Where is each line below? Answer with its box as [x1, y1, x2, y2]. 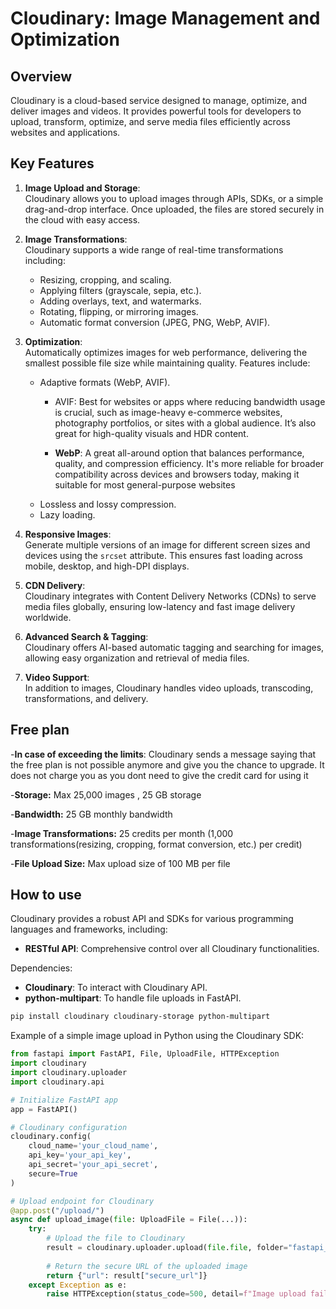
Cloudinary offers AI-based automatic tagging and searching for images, [24, 641, 325, 653]
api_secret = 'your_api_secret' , [28, 1160, 159, 1170]
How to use [10, 887, 82, 904]
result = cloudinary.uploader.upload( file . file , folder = [46, 1243, 288, 1253]
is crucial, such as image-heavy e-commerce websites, [54, 406, 283, 418]
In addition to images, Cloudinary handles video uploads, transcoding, [24, 682, 314, 694]
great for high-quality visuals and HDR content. [54, 427, 249, 439]
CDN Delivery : [24, 579, 86, 591]
